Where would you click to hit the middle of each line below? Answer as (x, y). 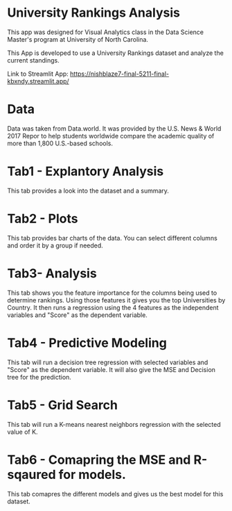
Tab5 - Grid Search (62, 405)
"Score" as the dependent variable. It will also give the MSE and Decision (111, 369)
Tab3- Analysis (52, 273)
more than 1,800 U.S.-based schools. (60, 143)
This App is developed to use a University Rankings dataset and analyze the (115, 53)
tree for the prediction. (39, 377)
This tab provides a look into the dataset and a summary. (88, 190)
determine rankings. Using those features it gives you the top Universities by (116, 300)
